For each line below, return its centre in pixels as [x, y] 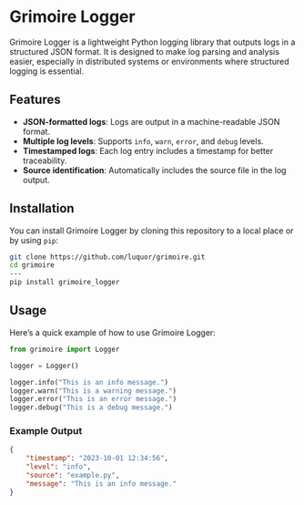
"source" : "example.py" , [73, 476]
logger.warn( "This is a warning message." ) [93, 391]
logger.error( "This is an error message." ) [93, 399]
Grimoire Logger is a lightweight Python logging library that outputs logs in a [152, 42]
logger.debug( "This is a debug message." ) [91, 407]
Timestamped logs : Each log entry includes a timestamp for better [148, 150]
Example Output [46, 431]
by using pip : [34, 240]
